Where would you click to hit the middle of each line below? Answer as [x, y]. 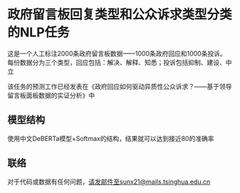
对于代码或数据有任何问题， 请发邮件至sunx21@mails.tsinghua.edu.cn [109, 182]
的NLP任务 [38, 32]
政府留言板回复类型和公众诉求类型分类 [120, 15]
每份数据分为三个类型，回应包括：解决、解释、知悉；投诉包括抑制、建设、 [116, 62]
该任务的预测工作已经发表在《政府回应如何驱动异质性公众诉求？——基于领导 [120, 86]
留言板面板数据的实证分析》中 [51, 95]
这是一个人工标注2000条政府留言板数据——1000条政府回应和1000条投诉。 [117, 53]
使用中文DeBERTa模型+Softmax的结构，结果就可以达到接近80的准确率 [111, 138]
